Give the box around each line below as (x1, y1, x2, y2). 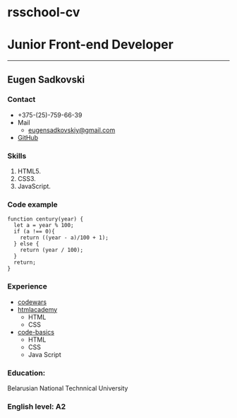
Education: (7, 368, 46, 378)
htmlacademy (17, 305, 58, 313)
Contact (7, 95, 36, 105)
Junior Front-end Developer (7, 37, 174, 53)
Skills (7, 151, 27, 161)
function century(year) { (7, 216, 83, 223)
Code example (7, 199, 58, 209)
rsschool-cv (7, 4, 80, 21)
